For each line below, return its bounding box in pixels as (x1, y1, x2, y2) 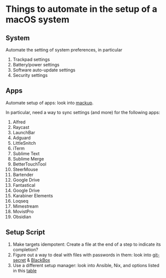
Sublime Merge (12, 156, 44, 162)
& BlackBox (27, 257, 51, 263)
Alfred (12, 119, 26, 125)
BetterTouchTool (12, 161, 47, 167)
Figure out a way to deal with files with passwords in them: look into (12, 252, 152, 258)
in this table (12, 268, 37, 274)
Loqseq (12, 198, 29, 204)
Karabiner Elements (12, 192, 54, 199)
